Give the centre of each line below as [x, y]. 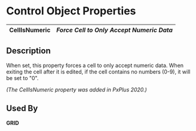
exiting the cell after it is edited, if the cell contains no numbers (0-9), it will [98, 71]
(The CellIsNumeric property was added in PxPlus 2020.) [77, 89]
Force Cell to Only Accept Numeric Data [115, 30]
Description [28, 51]
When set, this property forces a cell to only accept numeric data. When [95, 65]
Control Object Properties [71, 11]
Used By [22, 109]
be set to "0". [22, 78]
